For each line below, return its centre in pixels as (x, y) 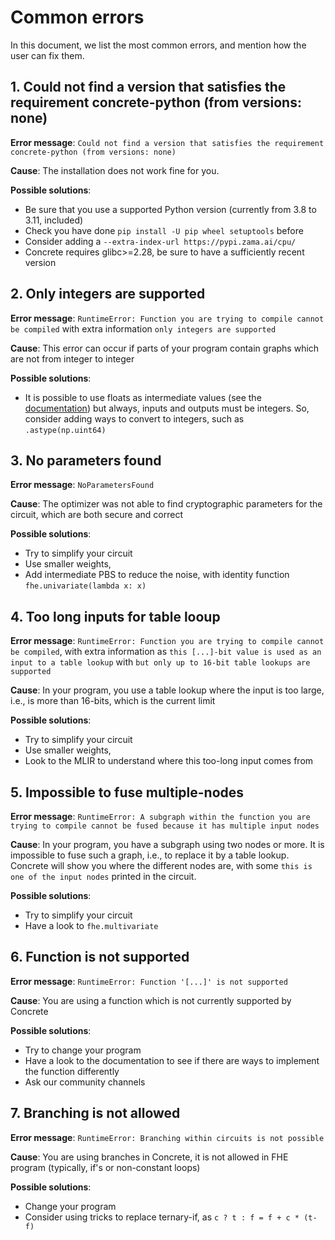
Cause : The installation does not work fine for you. (115, 170)
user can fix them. (47, 55)
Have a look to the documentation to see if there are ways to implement (172, 1060)
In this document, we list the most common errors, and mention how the (158, 45)
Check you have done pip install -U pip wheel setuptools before (164, 230)
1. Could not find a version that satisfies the (148, 87)
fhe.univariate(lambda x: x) (85, 586)
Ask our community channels (85, 1082)
